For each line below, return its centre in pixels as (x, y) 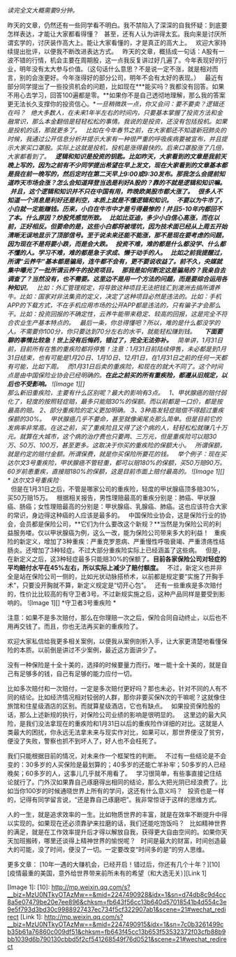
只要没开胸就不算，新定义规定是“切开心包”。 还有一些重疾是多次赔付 (122, 585)
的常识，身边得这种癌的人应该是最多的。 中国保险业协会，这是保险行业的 (114, 515)
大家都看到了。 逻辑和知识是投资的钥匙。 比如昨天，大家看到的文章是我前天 (117, 156)
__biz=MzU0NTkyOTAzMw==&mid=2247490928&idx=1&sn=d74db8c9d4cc (117, 894)
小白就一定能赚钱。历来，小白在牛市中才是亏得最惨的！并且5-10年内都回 (112, 209)
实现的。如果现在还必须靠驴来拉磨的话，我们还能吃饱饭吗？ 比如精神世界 (120, 823)
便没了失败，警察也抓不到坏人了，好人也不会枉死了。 (84, 741)
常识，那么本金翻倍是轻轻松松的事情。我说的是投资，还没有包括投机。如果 (120, 121)
